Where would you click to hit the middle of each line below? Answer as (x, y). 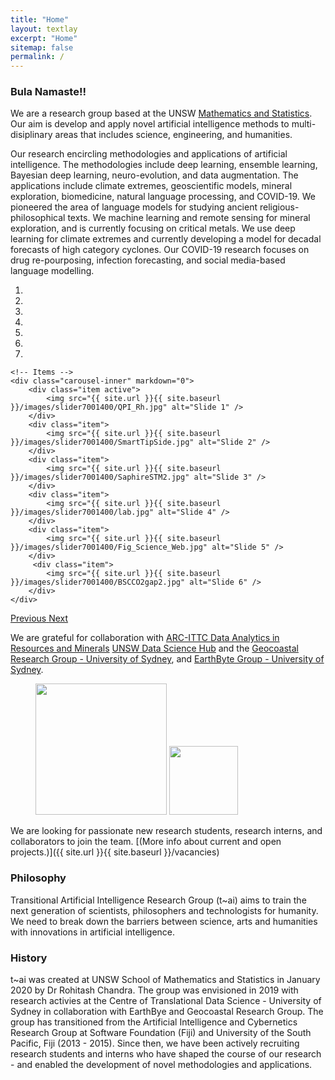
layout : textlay (44, 29)
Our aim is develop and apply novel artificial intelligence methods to (150, 124)
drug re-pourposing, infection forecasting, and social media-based (148, 260)
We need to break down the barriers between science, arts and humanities (164, 921)
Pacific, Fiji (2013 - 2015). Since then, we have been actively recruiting (155, 1043)
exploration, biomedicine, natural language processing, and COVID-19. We (163, 197)
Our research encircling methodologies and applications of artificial (149, 154)
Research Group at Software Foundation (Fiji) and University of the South (161, 1033)
